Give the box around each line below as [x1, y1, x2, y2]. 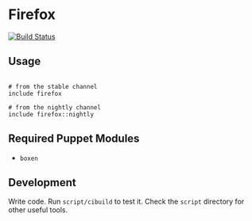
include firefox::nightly [8, 110, 94, 118]
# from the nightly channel [8, 103, 102, 112]
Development [8, 176, 77, 189]
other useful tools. [8, 205, 68, 215]
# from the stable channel [8, 82, 98, 90]
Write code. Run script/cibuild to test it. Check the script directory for [8, 196, 245, 207]
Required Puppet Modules [8, 132, 140, 146]
